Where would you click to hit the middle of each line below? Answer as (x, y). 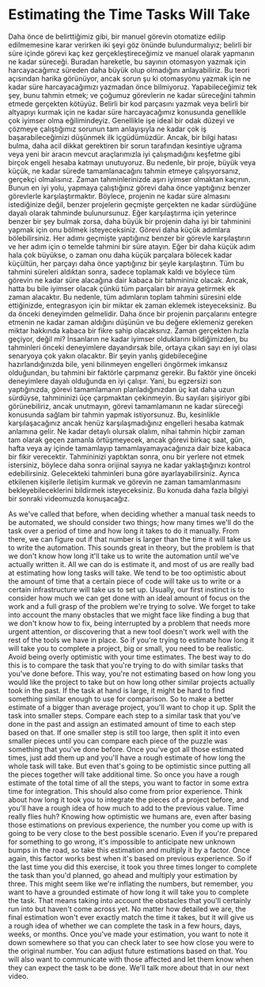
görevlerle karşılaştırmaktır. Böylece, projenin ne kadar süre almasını (119, 196)
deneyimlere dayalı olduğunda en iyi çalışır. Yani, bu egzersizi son (115, 380)
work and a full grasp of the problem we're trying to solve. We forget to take (132, 606)
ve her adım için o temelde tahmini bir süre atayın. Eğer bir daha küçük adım (132, 246)
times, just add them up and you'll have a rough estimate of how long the (127, 758)
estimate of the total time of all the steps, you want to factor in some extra (129, 783)
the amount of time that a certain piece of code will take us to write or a (125, 581)
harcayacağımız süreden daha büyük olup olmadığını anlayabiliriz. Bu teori (129, 70)
